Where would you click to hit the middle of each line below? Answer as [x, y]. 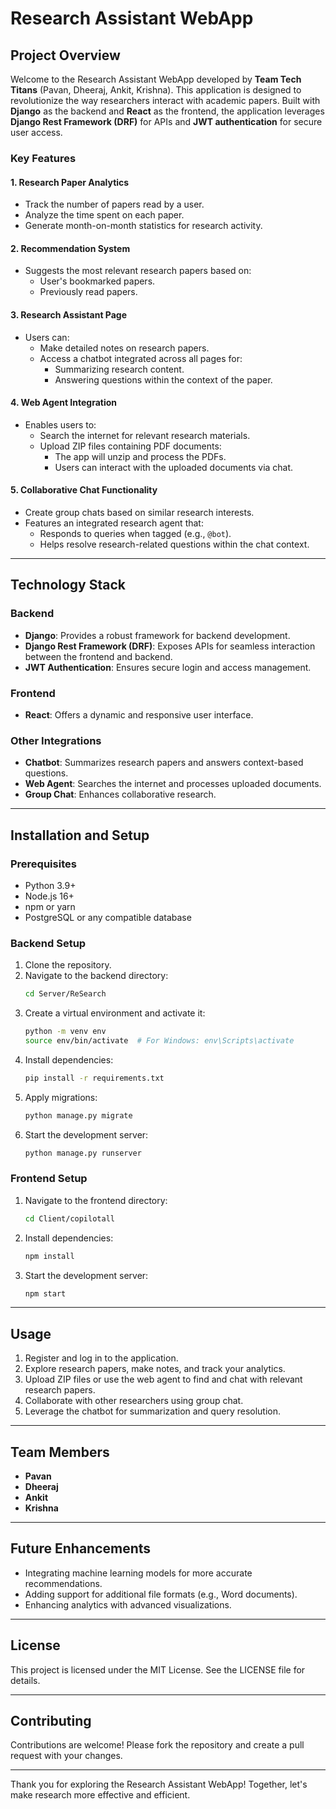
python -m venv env [65, 1032]
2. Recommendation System [70, 248]
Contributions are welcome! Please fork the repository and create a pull [157, 1745]
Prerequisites [43, 864]
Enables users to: [60, 424]
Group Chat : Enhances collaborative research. [120, 794]
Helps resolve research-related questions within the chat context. [174, 544]
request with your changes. [66, 1756]
